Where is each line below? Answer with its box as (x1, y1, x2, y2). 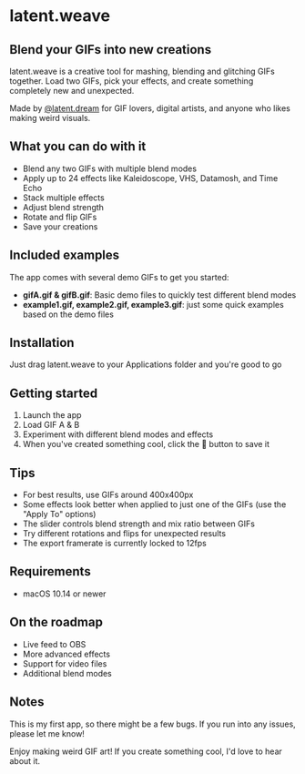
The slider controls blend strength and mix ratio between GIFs (22, 518, 255, 529)
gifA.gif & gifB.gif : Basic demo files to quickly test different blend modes (22, 289, 297, 300)
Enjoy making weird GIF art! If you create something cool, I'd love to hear (9, 746, 282, 757)
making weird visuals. (9, 113, 91, 123)
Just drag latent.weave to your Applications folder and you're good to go (9, 359, 282, 370)
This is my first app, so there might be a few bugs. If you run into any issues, (9, 718, 296, 729)
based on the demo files (22, 309, 114, 320)
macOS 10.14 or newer (22, 588, 107, 599)
